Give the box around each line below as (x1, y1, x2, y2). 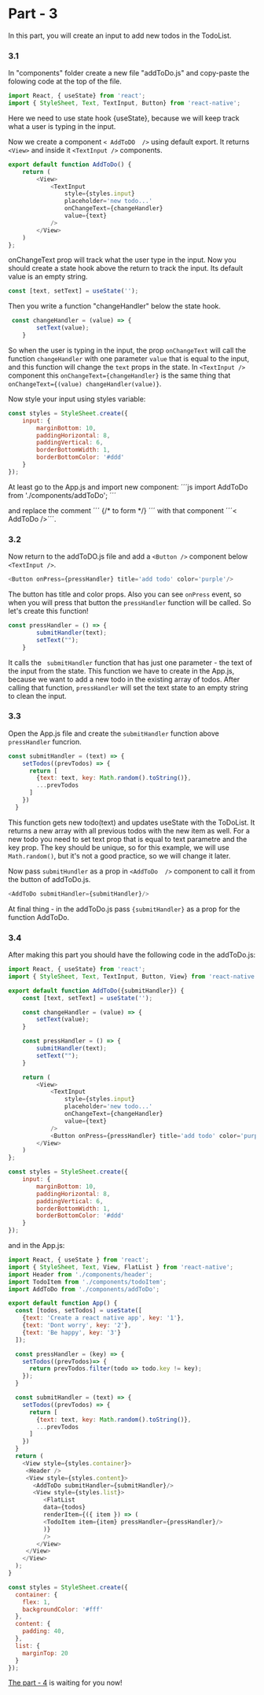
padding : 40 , (22, 1627, 65, 1635)
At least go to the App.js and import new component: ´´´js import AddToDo (8, 482, 248, 492)
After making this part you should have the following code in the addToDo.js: (8, 950, 256, 959)
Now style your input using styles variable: (8, 394, 146, 404)
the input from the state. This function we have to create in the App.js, (8, 666, 235, 675)
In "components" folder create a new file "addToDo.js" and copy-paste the (8, 68, 250, 78)
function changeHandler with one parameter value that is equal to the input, (8, 353, 250, 363)
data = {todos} (42, 1504, 86, 1512)
